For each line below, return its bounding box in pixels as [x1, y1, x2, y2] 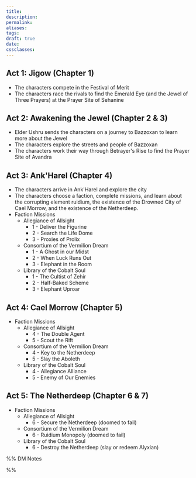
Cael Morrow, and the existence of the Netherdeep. [14, 205, 139, 212]
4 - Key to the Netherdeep [32, 349, 95, 356]
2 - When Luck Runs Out [32, 255, 92, 262]
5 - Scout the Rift [32, 337, 73, 343]
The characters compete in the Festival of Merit [14, 84, 130, 91]
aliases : [6, 25, 27, 31]
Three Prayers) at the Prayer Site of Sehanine [14, 96, 124, 103]
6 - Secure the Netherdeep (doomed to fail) [32, 419, 137, 426]
